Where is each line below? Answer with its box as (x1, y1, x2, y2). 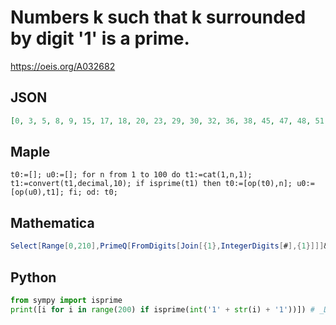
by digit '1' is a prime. (10, 27, 190, 50)
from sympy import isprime (10, 295, 123, 305)
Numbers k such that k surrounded (10, 6, 307, 29)
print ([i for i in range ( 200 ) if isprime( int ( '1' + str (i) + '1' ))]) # (10, 304, 316, 315)
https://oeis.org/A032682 (10, 60, 116, 72)
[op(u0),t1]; (10, 187, 65, 198)
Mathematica (10, 214, 95, 231)
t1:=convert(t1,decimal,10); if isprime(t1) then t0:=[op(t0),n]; (10, 179, 293, 189)
